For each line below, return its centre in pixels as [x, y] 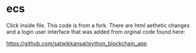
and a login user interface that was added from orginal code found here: [96, 31]
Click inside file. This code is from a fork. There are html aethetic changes [98, 25]
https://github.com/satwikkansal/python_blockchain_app [77, 43]
